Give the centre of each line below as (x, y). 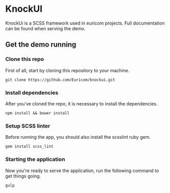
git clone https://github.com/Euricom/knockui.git (60, 80)
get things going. (23, 176)
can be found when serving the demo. (45, 28)
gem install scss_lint (29, 146)
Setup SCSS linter (28, 126)
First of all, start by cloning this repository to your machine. (67, 70)
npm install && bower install (38, 113)
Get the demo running (41, 45)
